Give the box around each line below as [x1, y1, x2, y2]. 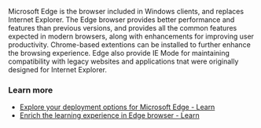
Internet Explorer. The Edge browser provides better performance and [8, 15, 235, 24]
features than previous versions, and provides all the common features [8, 24, 237, 32]
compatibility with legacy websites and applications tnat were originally [8, 57, 239, 66]
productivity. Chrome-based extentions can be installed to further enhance [8, 40, 252, 49]
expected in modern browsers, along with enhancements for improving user [8, 31, 254, 41]
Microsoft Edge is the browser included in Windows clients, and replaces [8, 7, 244, 16]
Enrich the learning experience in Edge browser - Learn [19, 111, 200, 120]
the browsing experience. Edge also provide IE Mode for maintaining [8, 49, 230, 57]
